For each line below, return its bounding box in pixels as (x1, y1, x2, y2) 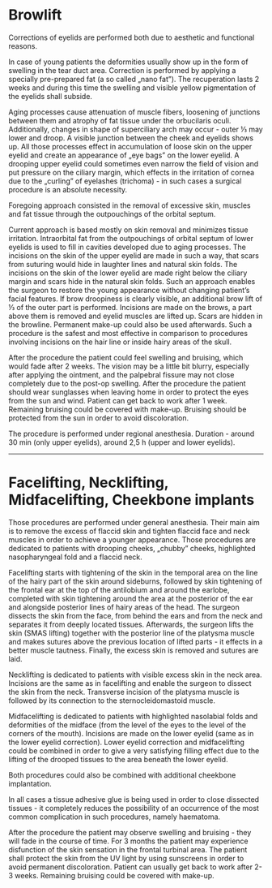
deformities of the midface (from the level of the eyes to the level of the (8, 720, 247, 730)
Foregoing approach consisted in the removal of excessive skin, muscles (8, 200, 251, 210)
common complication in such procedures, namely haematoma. (8, 812, 221, 821)
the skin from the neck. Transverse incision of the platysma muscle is (8, 687, 240, 696)
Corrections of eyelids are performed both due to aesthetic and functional (8, 32, 255, 42)
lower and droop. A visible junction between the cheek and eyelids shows (8, 132, 253, 143)
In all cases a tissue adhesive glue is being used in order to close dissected (8, 794, 260, 804)
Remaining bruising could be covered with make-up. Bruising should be (8, 404, 247, 414)
